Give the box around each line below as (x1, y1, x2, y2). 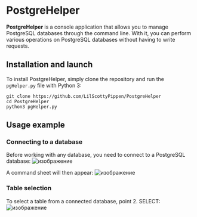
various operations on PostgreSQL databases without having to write (6, 36, 176, 43)
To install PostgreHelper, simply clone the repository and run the (6, 75, 164, 82)
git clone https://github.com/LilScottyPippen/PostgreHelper (6, 93, 162, 99)
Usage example (6, 120, 66, 130)
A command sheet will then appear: (6, 169, 94, 176)
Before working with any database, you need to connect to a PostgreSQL (6, 151, 186, 159)
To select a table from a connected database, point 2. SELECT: (6, 197, 161, 204)
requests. (6, 42, 30, 49)
